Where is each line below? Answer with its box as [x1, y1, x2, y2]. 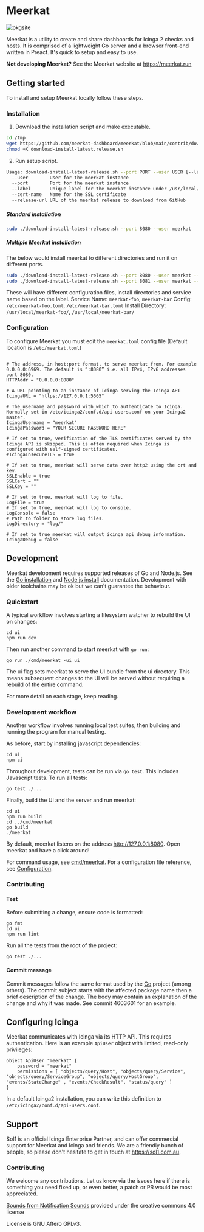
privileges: [6, 1046, 33, 1053]
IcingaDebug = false [6, 537, 59, 543]
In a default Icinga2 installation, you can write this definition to [6, 1095, 162, 1102]
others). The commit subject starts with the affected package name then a [6, 986, 192, 994]
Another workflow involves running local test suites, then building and [6, 722, 181, 729]
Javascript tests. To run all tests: [6, 774, 87, 782]
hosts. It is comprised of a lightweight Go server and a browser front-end [6, 42, 189, 49]
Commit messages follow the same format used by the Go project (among [6, 980, 191, 987]
